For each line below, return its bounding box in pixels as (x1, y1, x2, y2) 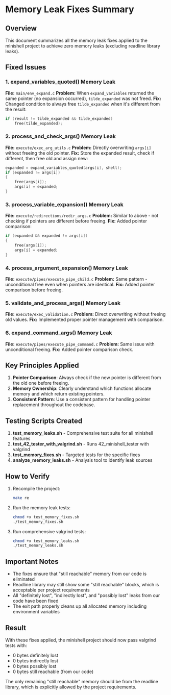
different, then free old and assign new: (5, 155, 88, 161)
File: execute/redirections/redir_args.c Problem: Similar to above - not (5, 213, 159, 219)
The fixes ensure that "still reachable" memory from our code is (12, 570, 147, 577)
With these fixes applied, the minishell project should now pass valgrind (5, 637, 156, 643)
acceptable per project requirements (12, 587, 90, 593)
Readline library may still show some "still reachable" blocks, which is (12, 582, 159, 588)
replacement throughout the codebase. (12, 402, 95, 408)
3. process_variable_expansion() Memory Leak (5, 201, 124, 208)
